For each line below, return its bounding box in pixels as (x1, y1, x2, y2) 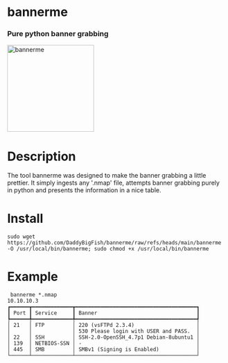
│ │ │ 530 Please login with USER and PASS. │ (7, 328, 200, 335)
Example (7, 269, 58, 285)
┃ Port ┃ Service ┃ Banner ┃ (7, 310, 200, 316)
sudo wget (7, 233, 36, 240)
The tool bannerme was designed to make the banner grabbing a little (7, 171, 207, 180)
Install (7, 210, 44, 226)
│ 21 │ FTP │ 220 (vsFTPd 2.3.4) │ (7, 322, 200, 329)
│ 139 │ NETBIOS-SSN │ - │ (7, 340, 200, 347)
